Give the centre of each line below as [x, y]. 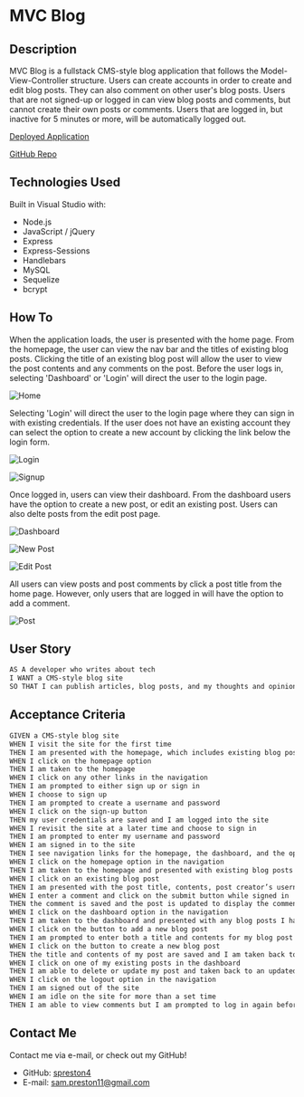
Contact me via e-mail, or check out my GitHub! [98, 1054]
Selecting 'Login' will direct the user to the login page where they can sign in [152, 413]
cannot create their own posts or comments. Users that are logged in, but [146, 109]
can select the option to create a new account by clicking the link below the [150, 432]
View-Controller [39, 81]
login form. [29, 442]
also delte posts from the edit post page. [85, 513]
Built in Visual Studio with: [58, 204]
